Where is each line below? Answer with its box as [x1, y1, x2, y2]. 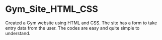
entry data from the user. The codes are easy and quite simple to [5, 25, 140, 31]
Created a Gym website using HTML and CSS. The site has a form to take [5, 20, 157, 26]
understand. [5, 30, 31, 36]
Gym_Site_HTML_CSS [5, 3, 98, 15]
